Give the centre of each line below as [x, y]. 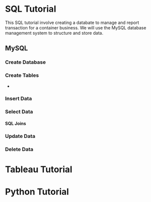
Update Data [20, 136]
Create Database [25, 62]
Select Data [19, 112]
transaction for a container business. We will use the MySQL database [76, 27]
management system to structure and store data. [54, 33]
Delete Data [19, 149]
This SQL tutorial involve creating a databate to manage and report [72, 22]
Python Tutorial [37, 192]
